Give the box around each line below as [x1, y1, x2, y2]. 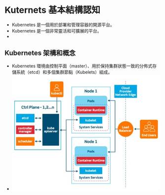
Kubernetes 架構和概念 [4, 49, 76, 57]
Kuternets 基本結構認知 [4, 4, 101, 16]
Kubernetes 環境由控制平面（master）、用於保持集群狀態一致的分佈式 [11, 63, 153, 69]
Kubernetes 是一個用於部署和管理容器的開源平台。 [11, 22, 115, 28]
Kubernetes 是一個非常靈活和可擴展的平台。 [11, 28, 102, 33]
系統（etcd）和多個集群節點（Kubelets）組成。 [16, 69, 113, 75]
